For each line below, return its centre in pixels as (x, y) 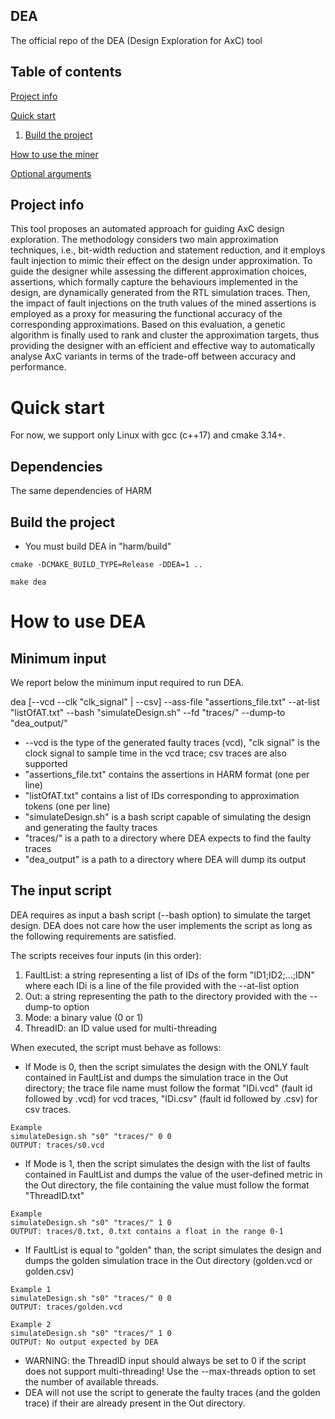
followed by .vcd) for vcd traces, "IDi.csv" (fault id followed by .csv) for (171, 1098)
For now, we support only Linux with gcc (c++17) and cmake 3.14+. (148, 435)
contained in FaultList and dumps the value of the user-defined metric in (173, 1174)
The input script (61, 890)
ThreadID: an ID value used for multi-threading (121, 1028)
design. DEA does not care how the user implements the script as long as (161, 925)
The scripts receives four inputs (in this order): (106, 955)
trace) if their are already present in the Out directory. (135, 1403)
